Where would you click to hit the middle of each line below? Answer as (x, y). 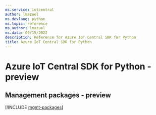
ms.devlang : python (25, 19)
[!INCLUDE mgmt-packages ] (34, 107)
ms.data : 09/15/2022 (26, 33)
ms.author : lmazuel (25, 28)
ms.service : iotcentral (30, 10)
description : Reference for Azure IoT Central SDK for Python (71, 38)
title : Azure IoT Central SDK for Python (49, 42)
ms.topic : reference (26, 24)
